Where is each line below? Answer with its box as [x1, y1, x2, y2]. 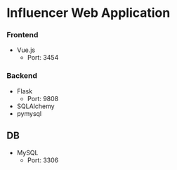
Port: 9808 [27, 94, 59, 103]
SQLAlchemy [16, 102, 55, 110]
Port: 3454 [27, 53, 59, 62]
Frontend [6, 30, 39, 40]
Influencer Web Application [6, 5, 171, 21]
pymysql [16, 109, 42, 117]
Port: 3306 [27, 156, 59, 164]
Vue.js [16, 46, 36, 54]
